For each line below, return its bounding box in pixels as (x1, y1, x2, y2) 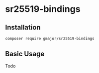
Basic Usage (5, 50, 45, 58)
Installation (5, 23, 41, 32)
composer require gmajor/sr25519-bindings (5, 36, 95, 41)
